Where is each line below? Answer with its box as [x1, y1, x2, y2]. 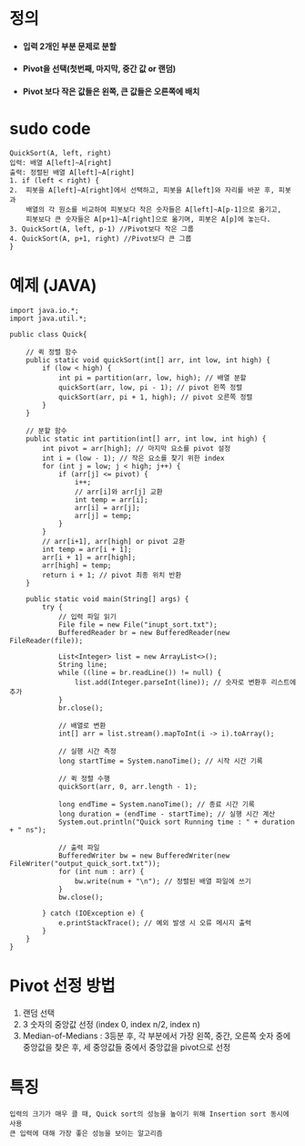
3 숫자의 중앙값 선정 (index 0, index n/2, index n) [22, 1018, 200, 1029]
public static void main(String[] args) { [25, 594, 189, 603]
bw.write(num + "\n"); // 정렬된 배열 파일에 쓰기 [74, 877, 252, 886]
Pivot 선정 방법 [9, 975, 116, 996]
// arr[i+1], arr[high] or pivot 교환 [42, 537, 186, 546]
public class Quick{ [9, 329, 88, 339]
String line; [57, 660, 107, 669]
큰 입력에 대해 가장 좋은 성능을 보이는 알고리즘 [9, 1129, 163, 1138]
